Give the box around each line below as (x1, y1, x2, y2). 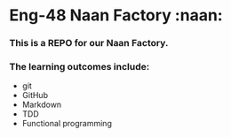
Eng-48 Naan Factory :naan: (9, 5, 224, 26)
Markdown (21, 99, 62, 110)
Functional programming (21, 118, 113, 129)
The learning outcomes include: (9, 61, 150, 73)
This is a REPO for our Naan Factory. (9, 37, 169, 49)
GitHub (21, 90, 49, 101)
